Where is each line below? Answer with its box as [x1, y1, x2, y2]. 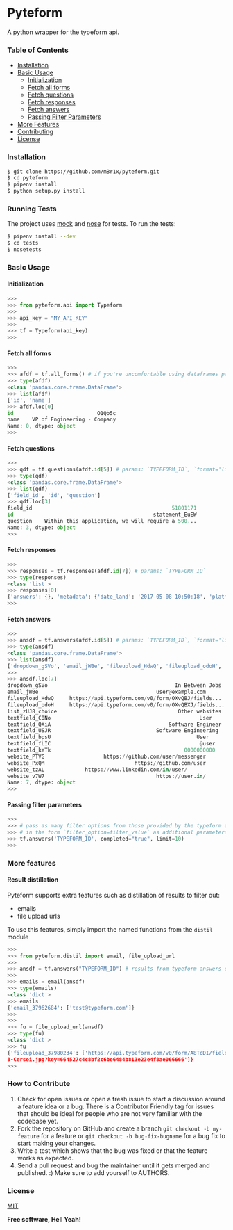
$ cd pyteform [7, 175, 49, 181]
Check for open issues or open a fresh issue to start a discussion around [17, 1094, 225, 1103]
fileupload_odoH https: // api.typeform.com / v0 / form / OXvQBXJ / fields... [7, 701, 225, 709]
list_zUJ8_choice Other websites [7, 708, 222, 715]
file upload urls [17, 912, 60, 920]
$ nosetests [7, 246, 42, 253]
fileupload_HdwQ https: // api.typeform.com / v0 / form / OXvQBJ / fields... [7, 695, 222, 702]
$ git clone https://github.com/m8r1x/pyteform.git [7, 168, 159, 175]
